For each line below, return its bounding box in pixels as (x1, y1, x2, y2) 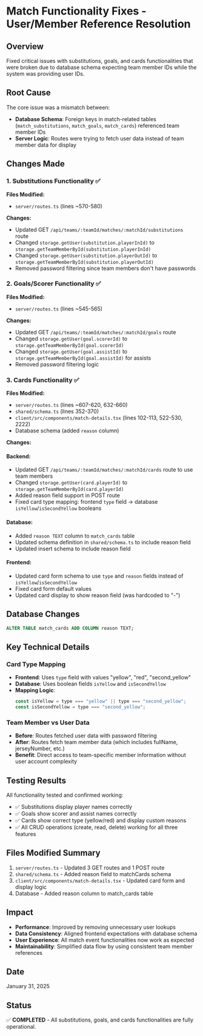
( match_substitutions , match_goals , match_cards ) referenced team (15, 122, 180, 129)
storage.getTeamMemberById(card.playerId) (15, 486, 124, 493)
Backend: (6, 452, 31, 460)
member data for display (15, 141, 77, 148)
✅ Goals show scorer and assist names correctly (15, 810, 137, 817)
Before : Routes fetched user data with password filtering (15, 732, 158, 739)
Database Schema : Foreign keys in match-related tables (15, 115, 156, 122)
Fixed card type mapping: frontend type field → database (15, 498, 158, 506)
